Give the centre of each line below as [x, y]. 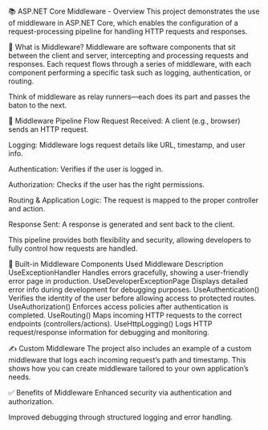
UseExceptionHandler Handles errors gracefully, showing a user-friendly [128, 272]
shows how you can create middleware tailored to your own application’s [128, 369]
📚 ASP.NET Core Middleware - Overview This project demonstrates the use [134, 11]
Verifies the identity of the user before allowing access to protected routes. [132, 298]
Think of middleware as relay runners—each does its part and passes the [129, 96]
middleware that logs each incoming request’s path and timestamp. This [127, 360]
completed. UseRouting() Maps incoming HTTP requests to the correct [125, 315]
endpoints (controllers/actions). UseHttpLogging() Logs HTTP [110, 324]
